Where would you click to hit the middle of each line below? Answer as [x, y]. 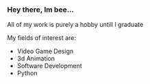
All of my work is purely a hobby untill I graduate [75, 25]
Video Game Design [45, 51]
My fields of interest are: [42, 38]
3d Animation [36, 59]
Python [27, 73]
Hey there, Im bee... [40, 10]
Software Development [49, 66]
